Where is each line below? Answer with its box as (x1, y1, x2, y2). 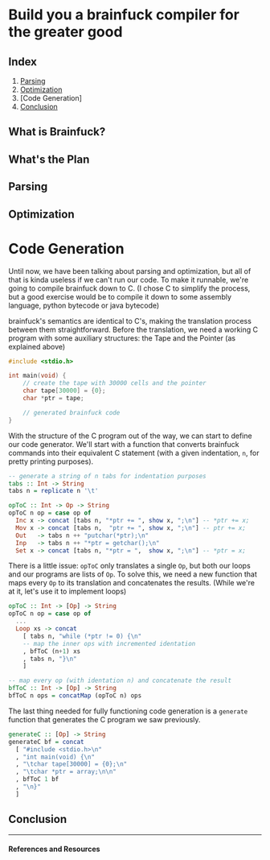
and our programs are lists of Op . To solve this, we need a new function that (8, 569, 257, 579)
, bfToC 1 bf (15, 775, 59, 784)
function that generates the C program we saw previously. (8, 714, 201, 724)
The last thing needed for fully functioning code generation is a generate (8, 706, 248, 716)
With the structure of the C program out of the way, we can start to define (8, 431, 252, 440)
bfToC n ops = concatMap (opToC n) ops (8, 692, 142, 700)
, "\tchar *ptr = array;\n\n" (15, 767, 117, 776)
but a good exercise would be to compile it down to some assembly (8, 291, 231, 301)
